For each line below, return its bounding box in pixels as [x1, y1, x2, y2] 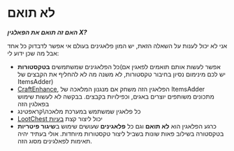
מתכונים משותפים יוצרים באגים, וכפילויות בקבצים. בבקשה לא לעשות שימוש [17, 92, 214, 101]
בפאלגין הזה [17, 99, 50, 108]
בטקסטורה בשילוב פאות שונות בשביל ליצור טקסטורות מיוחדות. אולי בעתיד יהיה [17, 129, 224, 138]
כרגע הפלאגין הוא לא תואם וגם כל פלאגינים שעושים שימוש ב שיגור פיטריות [17, 122, 217, 130]
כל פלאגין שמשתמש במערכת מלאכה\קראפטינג [17, 107, 141, 115]
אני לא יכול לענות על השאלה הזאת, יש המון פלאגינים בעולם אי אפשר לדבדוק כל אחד [7, 41, 228, 50]
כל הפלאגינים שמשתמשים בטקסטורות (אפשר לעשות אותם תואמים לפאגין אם [17, 62, 221, 71]
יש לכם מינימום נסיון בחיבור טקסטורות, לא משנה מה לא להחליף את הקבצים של [17, 70, 226, 78]
